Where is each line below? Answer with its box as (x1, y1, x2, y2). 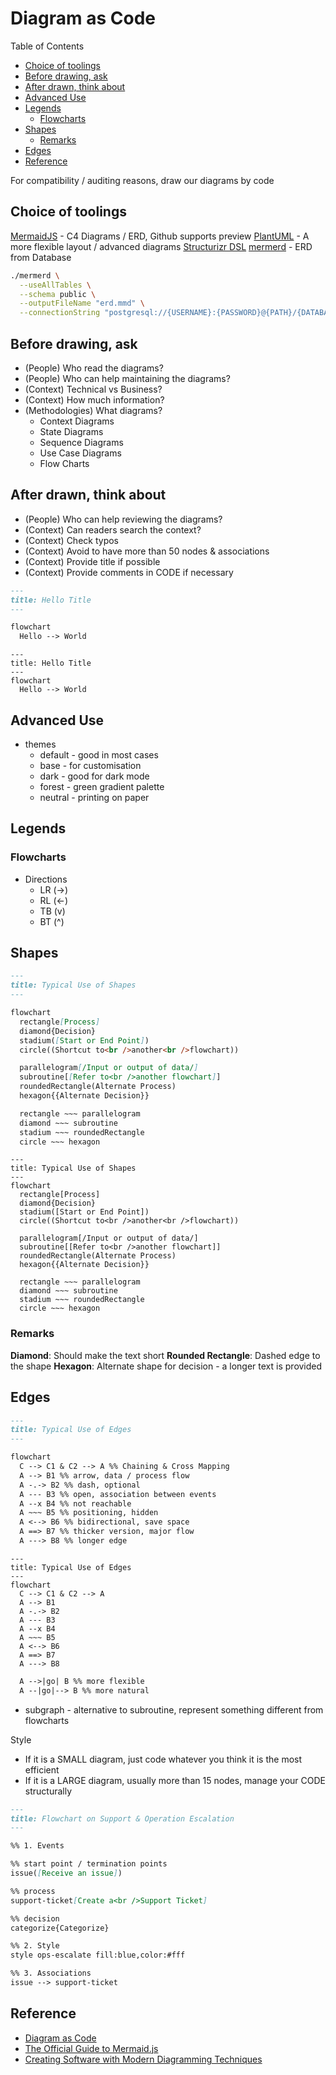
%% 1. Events (10, 1841, 65, 1851)
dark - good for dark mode (39, 770, 150, 782)
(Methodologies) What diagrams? (24, 404, 163, 416)
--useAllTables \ (19, 280, 92, 290)
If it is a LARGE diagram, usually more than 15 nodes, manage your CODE (24, 1774, 327, 1786)
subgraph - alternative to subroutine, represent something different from (24, 1703, 324, 1716)
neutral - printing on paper (39, 791, 150, 803)
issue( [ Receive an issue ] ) (10, 1868, 123, 1879)
